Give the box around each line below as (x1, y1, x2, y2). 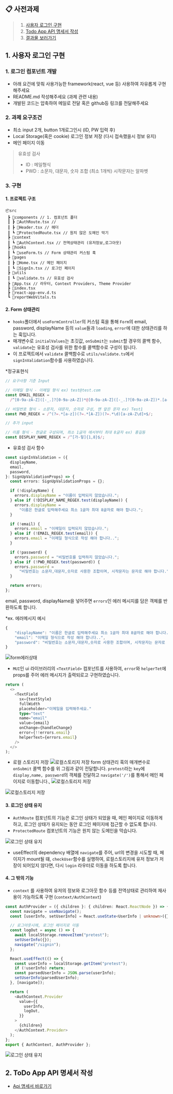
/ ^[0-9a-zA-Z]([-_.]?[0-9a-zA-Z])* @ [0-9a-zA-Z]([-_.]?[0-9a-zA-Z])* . (10, 397, 162, 403)
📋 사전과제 (5, 5, 40, 14)
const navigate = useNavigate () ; (10, 909, 82, 914)
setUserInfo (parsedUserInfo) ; (14, 975, 80, 981)
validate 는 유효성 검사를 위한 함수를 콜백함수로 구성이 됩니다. (12, 344, 137, 351)
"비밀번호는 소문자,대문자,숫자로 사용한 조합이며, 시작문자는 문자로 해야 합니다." (19, 569, 169, 574)
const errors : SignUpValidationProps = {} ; (10, 479, 105, 484)
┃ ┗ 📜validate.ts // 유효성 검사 (7, 275, 74, 281)
